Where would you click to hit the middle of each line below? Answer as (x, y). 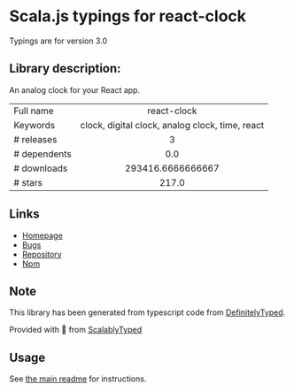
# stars (28, 182)
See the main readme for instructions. (78, 379)
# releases (35, 139)
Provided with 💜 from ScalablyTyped (76, 330)
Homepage (43, 235)
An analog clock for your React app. (74, 89)
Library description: (65, 69)
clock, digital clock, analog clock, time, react (172, 125)
